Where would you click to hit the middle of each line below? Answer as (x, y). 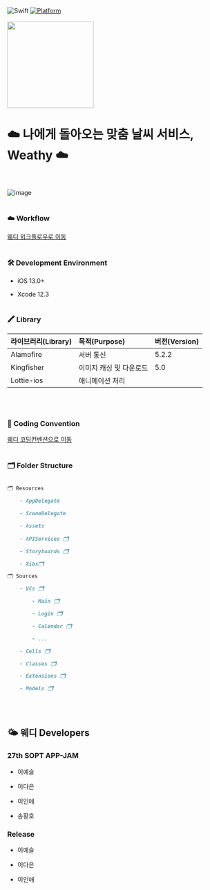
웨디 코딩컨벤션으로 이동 (40, 440)
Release (21, 834)
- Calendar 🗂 (52, 626)
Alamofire (27, 354)
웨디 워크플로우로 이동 (37, 237)
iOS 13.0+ (31, 281)
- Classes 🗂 (38, 664)
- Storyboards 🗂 (44, 551)
